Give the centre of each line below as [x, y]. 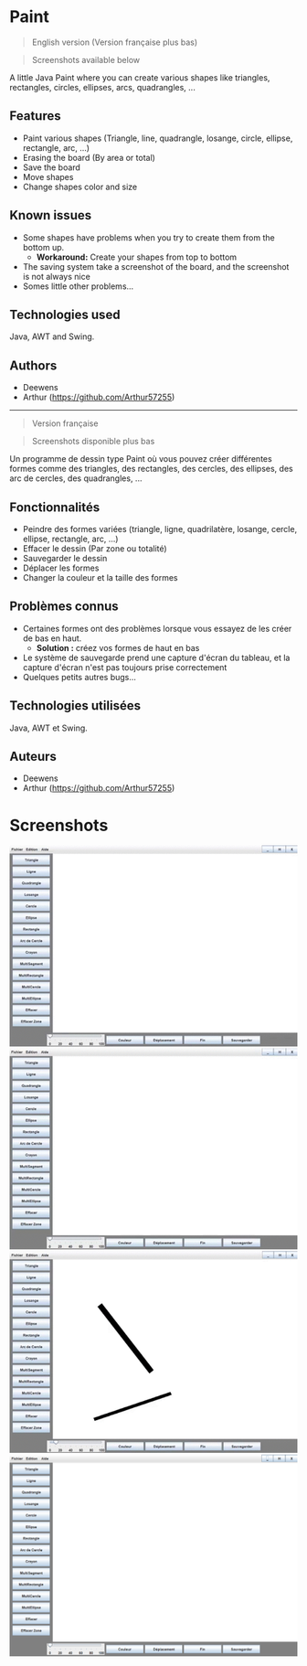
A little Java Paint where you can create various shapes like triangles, [140, 77]
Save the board [51, 167]
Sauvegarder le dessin [65, 558]
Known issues [51, 215]
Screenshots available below [85, 59]
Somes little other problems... [78, 286]
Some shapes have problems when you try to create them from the [149, 237]
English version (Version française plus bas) [115, 42]
